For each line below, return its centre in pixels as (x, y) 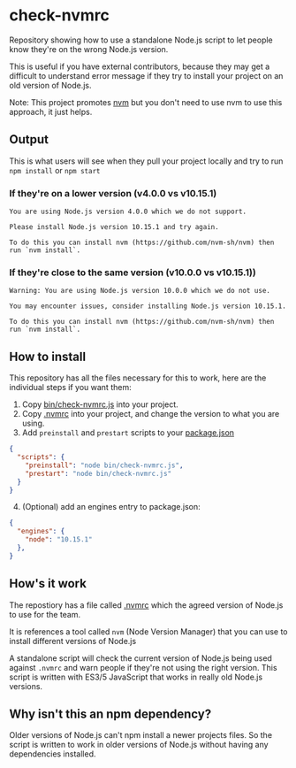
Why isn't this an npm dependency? (110, 714)
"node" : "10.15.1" (59, 540)
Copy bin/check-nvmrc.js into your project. (100, 404)
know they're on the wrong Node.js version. (89, 49)
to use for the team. (45, 614)
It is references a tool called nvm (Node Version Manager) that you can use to (148, 631)
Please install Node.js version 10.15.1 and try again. (114, 227)
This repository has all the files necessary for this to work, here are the (138, 378)
